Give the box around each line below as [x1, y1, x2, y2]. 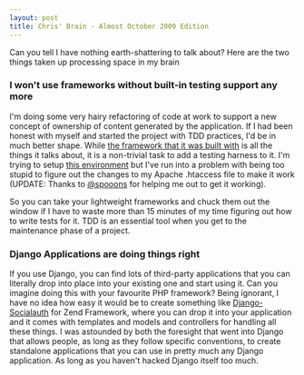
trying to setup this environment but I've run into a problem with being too [9, 159, 285, 170]
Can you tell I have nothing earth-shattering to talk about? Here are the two [9, 46, 290, 57]
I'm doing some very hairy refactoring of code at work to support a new [9, 111, 277, 122]
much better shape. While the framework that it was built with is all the [9, 140, 273, 151]
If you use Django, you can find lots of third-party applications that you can [9, 269, 290, 280]
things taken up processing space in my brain [9, 56, 180, 67]
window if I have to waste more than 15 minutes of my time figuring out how [9, 205, 292, 216]
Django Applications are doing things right [9, 247, 201, 260]
